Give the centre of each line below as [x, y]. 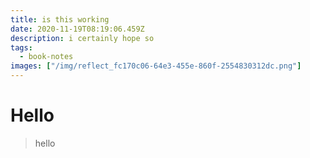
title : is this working [60, 19]
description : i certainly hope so [82, 38]
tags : [21, 47]
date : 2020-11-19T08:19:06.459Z [77, 29]
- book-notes [46, 57]
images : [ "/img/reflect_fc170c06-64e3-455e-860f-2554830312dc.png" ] [156, 66]
